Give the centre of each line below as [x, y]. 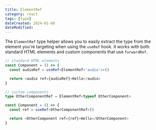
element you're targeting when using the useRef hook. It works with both [77, 47]
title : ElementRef [23, 9]
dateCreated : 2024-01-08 [30, 23]
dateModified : [19, 28]
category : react [21, 14]
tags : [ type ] [18, 19]
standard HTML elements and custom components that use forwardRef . [76, 52]
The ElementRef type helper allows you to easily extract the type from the [78, 41]
